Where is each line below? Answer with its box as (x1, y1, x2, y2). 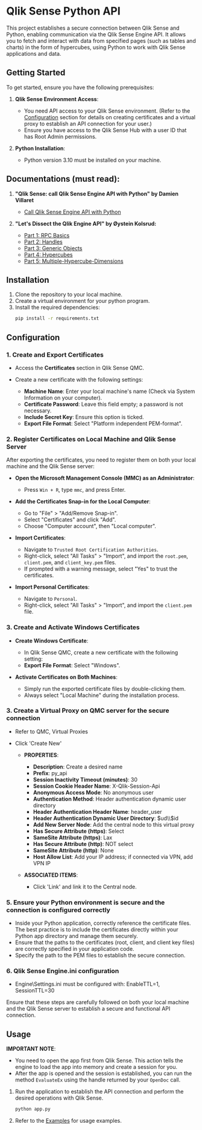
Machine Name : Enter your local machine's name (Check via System (24, 388, 195, 395)
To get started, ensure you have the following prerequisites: (6, 84, 154, 91)
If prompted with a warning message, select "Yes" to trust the (24, 565, 178, 573)
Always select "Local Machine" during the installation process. (24, 692, 180, 699)
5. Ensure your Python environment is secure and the (6, 898, 165, 907)
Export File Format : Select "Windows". (24, 661, 121, 669)
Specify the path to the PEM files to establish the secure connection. (14, 952, 186, 959)
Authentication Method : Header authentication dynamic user (33, 795, 186, 802)
